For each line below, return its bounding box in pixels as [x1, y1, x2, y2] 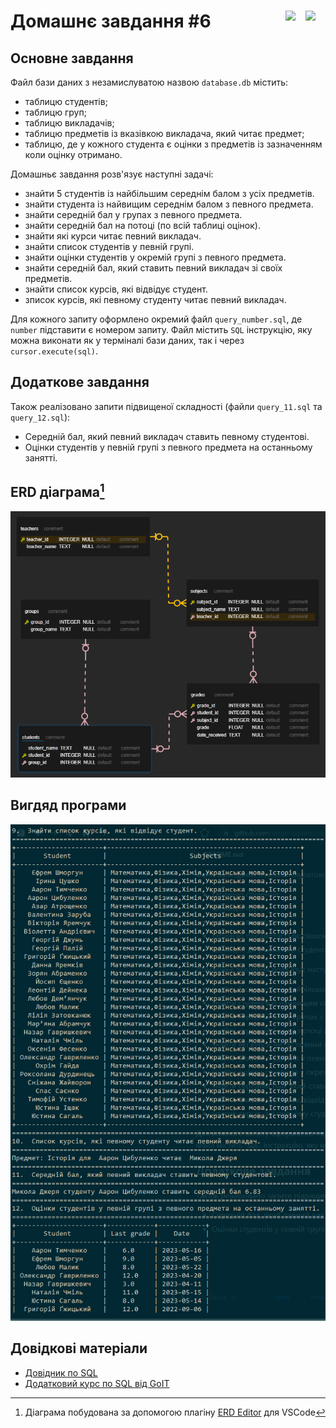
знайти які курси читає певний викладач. [24, 230, 202, 242]
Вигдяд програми [10, 797, 127, 814]
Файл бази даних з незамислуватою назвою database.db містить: [10, 76, 289, 88]
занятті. [24, 451, 58, 464]
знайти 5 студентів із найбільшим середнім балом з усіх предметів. [24, 188, 315, 199]
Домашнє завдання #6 [10, 10, 212, 33]
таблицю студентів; [24, 96, 108, 107]
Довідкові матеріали [10, 1340, 148, 1357]
